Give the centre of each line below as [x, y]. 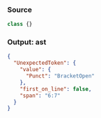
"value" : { [36, 70]
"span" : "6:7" [40, 96]
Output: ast [27, 42]
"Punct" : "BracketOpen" [60, 76]
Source [20, 10]
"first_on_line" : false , [56, 89]
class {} [20, 24]
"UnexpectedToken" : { [45, 63]
